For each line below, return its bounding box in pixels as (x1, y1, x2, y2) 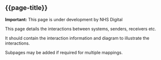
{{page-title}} (5, 4, 48, 12)
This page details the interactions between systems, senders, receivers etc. (5, 26, 157, 32)
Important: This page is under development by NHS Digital (5, 16, 123, 22)
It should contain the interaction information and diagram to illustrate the (5, 35, 149, 41)
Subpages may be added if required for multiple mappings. (5, 49, 123, 55)
